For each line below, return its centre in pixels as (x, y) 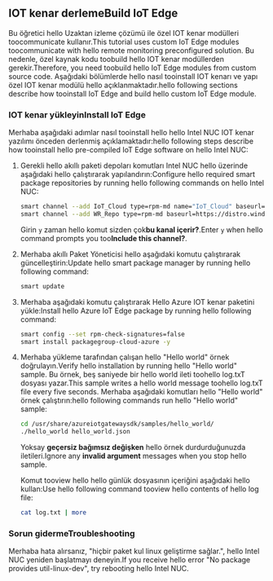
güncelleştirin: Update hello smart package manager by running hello (135, 262)
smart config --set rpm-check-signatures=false (102, 334)
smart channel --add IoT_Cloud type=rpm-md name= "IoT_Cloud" (126, 207)
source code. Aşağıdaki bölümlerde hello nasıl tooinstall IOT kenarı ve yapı (133, 76)
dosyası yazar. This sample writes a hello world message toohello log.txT (141, 383)
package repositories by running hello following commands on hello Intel (142, 183)
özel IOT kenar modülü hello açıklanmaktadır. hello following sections (123, 85)
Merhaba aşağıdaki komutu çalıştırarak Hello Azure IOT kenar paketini (137, 302)
